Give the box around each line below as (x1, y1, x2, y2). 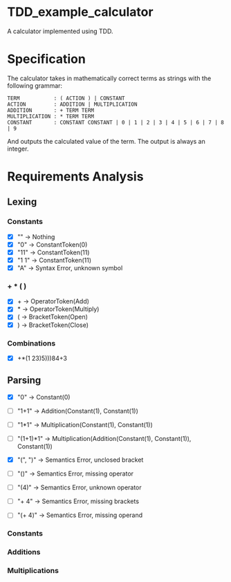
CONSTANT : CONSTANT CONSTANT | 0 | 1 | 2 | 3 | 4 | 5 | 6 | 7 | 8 (7, 119, 225, 126)
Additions (7, 547, 41, 557)
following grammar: (7, 81, 63, 90)
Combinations (7, 338, 56, 348)
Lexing (7, 196, 37, 208)
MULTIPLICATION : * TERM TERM (7, 113, 95, 120)
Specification (7, 51, 86, 67)
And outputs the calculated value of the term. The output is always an (7, 137, 205, 145)
